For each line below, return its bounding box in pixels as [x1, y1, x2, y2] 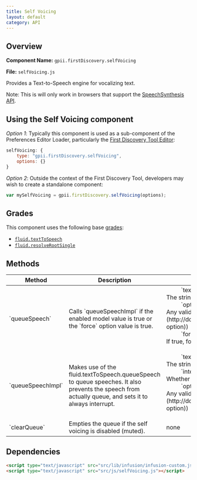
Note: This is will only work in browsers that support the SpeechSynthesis [6, 91, 185, 98]
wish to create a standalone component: [6, 180, 104, 188]
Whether [166, 375, 191, 382]
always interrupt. [69, 400, 116, 408]
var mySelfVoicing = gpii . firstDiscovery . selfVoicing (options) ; [6, 192, 167, 198]
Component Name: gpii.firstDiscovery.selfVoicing [6, 57, 136, 64]
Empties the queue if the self [69, 419, 148, 428]
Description [97, 276, 132, 284]
